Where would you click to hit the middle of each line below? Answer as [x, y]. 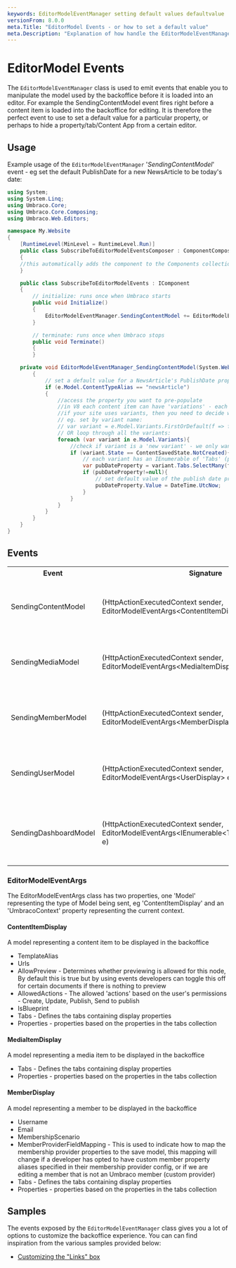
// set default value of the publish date [158, 479]
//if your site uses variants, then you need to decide [141, 414]
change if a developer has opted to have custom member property [114, 1159]
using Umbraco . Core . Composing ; [53, 212]
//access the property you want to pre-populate [130, 400]
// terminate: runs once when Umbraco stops [99, 335]
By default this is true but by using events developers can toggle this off [122, 978]
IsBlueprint [33, 1009]
